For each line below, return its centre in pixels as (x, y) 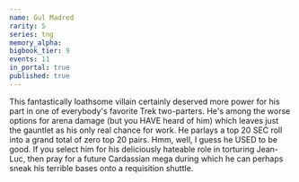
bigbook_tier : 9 (40, 51)
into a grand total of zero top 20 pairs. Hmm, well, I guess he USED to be (144, 139)
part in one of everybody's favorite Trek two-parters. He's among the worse (150, 111)
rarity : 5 (28, 26)
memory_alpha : (36, 43)
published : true (40, 76)
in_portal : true (40, 68)
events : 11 (30, 59)
